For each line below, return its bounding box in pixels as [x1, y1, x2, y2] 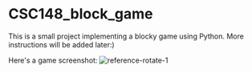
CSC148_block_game [8, 5, 153, 23]
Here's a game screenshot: [8, 55, 98, 65]
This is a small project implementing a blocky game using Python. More [8, 31, 245, 41]
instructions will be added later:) [8, 39, 115, 49]
